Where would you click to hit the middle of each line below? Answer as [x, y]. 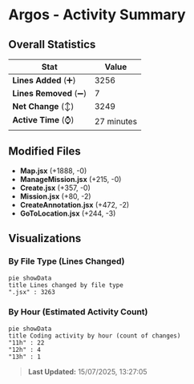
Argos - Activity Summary [97, 15]
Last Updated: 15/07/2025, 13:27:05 [87, 371]
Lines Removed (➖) [49, 93]
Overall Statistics [52, 44]
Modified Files [45, 151]
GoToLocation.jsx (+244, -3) [68, 213]
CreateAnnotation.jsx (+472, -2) [75, 204]
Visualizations [45, 238]
